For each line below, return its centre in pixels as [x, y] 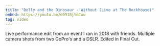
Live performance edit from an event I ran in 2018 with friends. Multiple [80, 34]
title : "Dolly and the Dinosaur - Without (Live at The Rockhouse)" [80, 10]
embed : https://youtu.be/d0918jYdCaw [45, 15]
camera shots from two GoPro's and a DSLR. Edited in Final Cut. [73, 39]
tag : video [17, 19]
